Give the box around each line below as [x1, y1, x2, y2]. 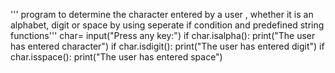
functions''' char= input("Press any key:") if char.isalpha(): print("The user [10, 30, 316, 41]
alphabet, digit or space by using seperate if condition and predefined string [10, 19, 325, 31]
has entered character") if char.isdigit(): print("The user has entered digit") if [10, 40, 325, 52]
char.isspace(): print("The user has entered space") [10, 51, 223, 63]
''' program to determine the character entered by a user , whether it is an [10, 9, 314, 20]
